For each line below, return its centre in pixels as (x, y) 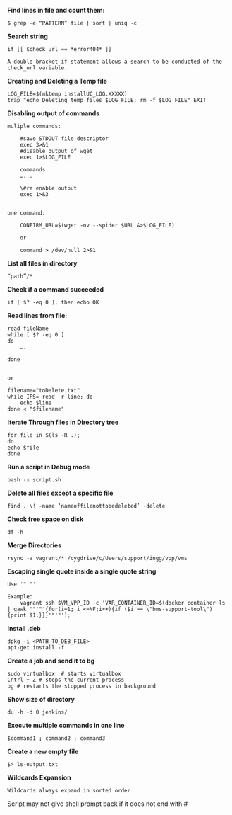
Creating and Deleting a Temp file (57, 81)
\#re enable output (49, 188)
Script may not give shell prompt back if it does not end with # (98, 804)
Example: (20, 597)
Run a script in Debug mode (49, 467)
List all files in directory (42, 263)
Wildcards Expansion (39, 777)
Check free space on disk (45, 519)
